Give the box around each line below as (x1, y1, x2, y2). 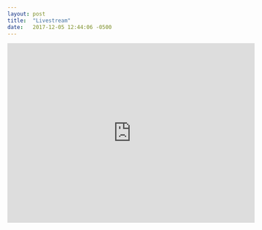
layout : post (7, 10, 46, 18)
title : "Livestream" (7, 17, 71, 24)
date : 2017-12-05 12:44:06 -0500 (7, 23, 112, 30)
